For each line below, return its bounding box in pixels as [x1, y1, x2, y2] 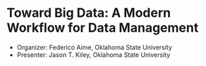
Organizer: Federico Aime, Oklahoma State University [16, 43, 172, 51]
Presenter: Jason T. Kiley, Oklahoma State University [16, 51, 171, 59]
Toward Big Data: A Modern [6, 5, 171, 21]
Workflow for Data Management [6, 20, 199, 36]
